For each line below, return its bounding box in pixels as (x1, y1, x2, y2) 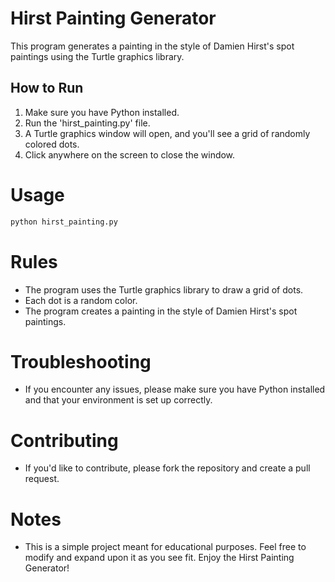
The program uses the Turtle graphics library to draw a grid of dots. (24, 283, 304, 296)
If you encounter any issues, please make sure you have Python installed (24, 383, 326, 396)
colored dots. (24, 138, 80, 150)
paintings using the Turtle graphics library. (10, 50, 185, 62)
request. (24, 473, 60, 485)
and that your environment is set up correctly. (24, 394, 213, 406)
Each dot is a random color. (24, 294, 138, 306)
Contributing (10, 429, 119, 452)
